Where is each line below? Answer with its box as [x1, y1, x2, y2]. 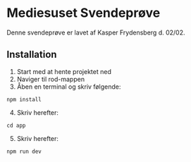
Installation [6, 49, 57, 61]
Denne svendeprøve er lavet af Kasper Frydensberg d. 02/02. [6, 28, 185, 37]
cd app [6, 122, 26, 129]
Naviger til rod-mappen [16, 75, 85, 83]
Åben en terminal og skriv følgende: [16, 82, 121, 91]
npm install [6, 96, 42, 103]
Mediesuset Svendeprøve [6, 5, 161, 21]
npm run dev [6, 148, 42, 155]
